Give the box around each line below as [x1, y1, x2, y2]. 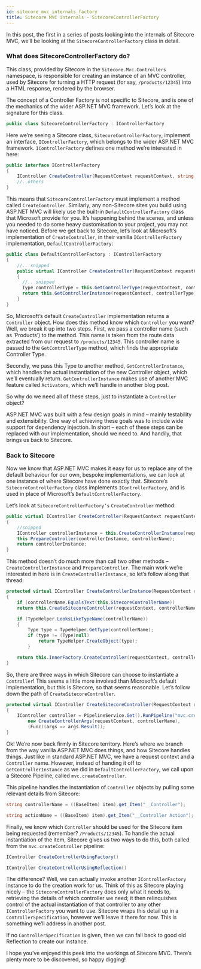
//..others [17, 179, 44, 185]
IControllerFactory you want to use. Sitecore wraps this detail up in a [6, 907, 179, 915]
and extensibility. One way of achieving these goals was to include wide [6, 417, 184, 424]
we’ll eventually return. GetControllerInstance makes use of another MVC [6, 375, 188, 382]
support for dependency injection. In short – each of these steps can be [6, 423, 183, 431]
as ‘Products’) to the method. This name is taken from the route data [6, 331, 175, 338]
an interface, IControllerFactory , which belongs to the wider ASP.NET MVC [6, 138, 194, 145]
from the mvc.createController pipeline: [6, 842, 105, 849]
